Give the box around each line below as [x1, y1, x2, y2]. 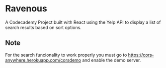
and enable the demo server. [82, 57, 141, 63]
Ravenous [5, 3, 47, 14]
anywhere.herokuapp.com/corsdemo [5, 57, 81, 63]
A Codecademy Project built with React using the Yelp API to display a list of [5, 19, 161, 25]
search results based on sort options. [5, 24, 82, 30]
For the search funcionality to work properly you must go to [5, 52, 127, 58]
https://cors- [128, 52, 154, 58]
